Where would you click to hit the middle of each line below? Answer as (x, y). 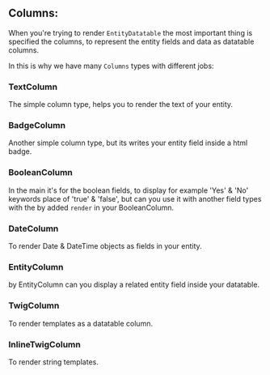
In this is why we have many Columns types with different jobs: (111, 66)
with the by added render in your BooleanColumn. (91, 207)
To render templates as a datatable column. (81, 323)
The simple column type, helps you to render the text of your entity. (120, 104)
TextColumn (33, 87)
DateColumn (34, 228)
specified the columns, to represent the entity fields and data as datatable (131, 41)
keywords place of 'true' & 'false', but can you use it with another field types (135, 198)
